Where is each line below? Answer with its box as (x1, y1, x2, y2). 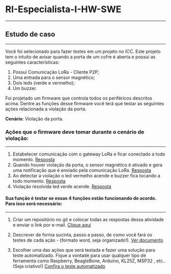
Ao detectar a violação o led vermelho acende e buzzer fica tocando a (12, 173, 160, 179)
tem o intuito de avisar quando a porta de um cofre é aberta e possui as (5, 53, 156, 59)
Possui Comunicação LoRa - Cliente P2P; (12, 69, 99, 75)
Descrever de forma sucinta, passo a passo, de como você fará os (12, 232, 153, 238)
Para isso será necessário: (5, 200, 63, 206)
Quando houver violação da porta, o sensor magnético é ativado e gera (12, 162, 163, 168)
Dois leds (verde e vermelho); (12, 80, 75, 86)
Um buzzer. (12, 85, 37, 91)
